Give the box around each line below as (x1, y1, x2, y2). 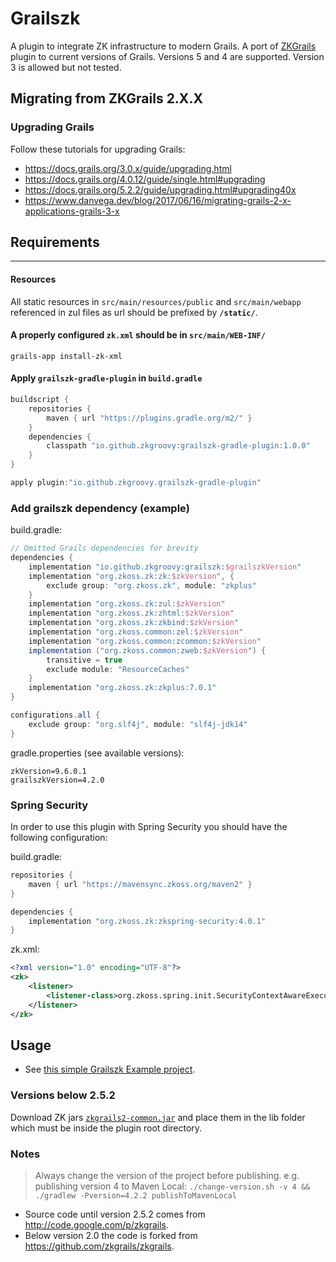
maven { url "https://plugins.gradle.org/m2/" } (46, 413, 253, 423)
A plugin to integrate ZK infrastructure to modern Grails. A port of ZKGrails (10, 40, 317, 52)
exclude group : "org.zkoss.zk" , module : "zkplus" (46, 580, 257, 591)
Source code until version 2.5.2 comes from (24, 1208, 206, 1220)
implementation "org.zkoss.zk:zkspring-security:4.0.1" (28, 916, 267, 926)
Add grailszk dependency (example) (10, 501, 190, 515)
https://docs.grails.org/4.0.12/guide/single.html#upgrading (24, 173, 266, 185)
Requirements (10, 234, 100, 251)
